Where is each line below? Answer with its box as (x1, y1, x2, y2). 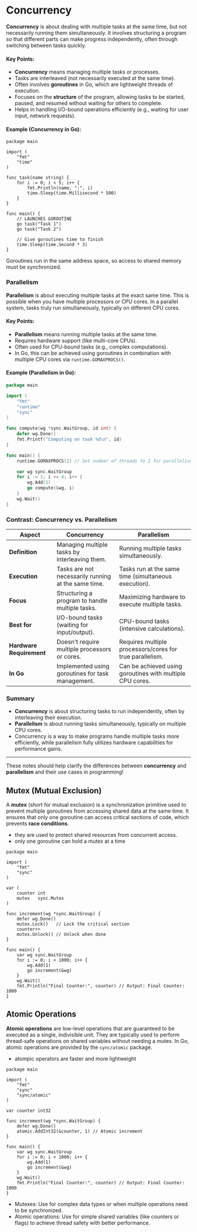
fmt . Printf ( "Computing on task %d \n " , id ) (16, 436, 122, 442)
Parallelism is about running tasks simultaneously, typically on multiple (14, 720, 186, 727)
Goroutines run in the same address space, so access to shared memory (6, 257, 182, 264)
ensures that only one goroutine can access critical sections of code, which (6, 814, 189, 821)
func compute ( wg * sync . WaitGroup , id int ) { (6, 425, 117, 432)
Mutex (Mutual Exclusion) (6, 786, 102, 796)
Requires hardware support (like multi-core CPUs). (14, 337, 137, 344)
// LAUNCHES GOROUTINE (16, 216, 72, 222)
